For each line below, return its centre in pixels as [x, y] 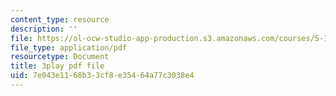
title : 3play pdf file [57, 66]
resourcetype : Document [60, 57]
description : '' [44, 29]
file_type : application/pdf [69, 47]
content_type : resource [60, 19]
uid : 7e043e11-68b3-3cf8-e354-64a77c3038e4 [102, 76]
